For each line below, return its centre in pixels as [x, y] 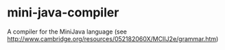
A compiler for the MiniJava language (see [67, 32]
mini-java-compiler [63, 13]
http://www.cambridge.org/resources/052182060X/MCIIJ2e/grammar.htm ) [113, 38]
